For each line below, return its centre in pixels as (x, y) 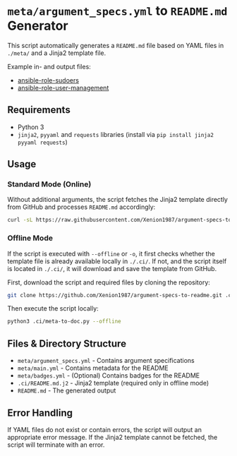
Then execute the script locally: (53, 308)
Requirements (39, 110)
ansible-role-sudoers (48, 80)
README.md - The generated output (67, 390)
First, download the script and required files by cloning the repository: (109, 282)
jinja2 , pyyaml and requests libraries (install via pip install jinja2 (115, 134)
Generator (38, 26)
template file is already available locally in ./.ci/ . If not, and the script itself (117, 261)
